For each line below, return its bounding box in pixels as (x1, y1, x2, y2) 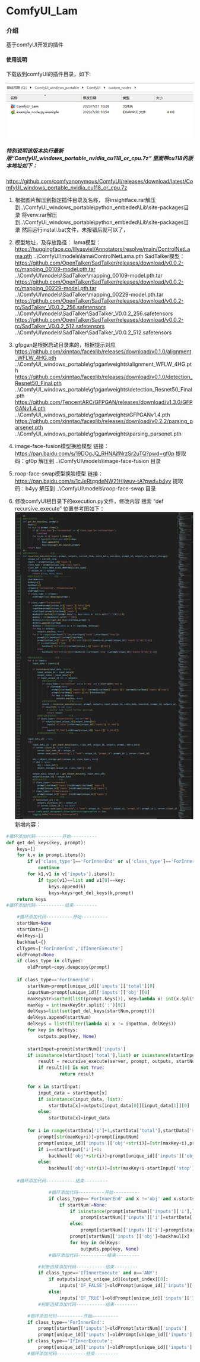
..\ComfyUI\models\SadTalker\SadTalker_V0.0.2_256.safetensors (14, 310, 173, 317)
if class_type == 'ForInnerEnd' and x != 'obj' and (48, 1196, 171, 1202)
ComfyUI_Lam (6, 4, 78, 18)
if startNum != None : (59, 1202, 108, 1208)
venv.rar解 (26, 211, 52, 218)
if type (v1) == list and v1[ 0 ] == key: (37, 877, 126, 883)
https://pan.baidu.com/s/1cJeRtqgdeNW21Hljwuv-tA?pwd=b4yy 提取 (14, 477, 183, 484)
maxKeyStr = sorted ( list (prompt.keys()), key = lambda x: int (27, 996, 174, 1002)
